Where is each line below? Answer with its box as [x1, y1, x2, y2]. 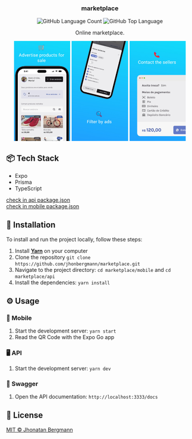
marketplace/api [14, 274, 55, 280]
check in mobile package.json [6, 202, 80, 209]
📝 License [6, 410, 43, 421]
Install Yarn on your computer [14, 247, 88, 254]
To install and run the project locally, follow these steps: [6, 236, 143, 243]
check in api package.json [6, 196, 70, 203]
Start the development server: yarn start [14, 327, 117, 334]
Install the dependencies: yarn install [14, 278, 110, 286]
